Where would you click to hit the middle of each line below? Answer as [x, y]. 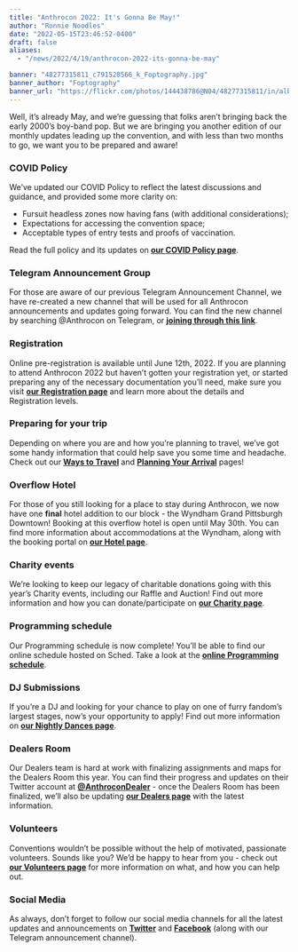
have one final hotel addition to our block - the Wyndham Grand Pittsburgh [146, 514]
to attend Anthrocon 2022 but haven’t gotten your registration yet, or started [149, 372]
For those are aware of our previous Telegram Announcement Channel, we [145, 292]
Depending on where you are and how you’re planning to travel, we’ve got [144, 443]
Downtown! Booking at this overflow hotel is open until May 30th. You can [144, 523]
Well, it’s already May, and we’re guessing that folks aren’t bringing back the [148, 116]
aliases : [25, 51]
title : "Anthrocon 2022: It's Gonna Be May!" [94, 17]
